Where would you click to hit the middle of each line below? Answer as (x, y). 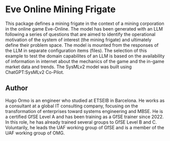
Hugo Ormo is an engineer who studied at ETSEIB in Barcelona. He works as (85, 100)
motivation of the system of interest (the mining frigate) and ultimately (78, 40)
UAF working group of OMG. (35, 133)
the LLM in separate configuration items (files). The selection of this (76, 50)
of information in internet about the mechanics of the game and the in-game (85, 61)
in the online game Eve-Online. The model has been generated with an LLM (84, 29)
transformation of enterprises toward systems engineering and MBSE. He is (84, 111)
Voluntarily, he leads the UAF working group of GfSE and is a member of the (85, 127)
